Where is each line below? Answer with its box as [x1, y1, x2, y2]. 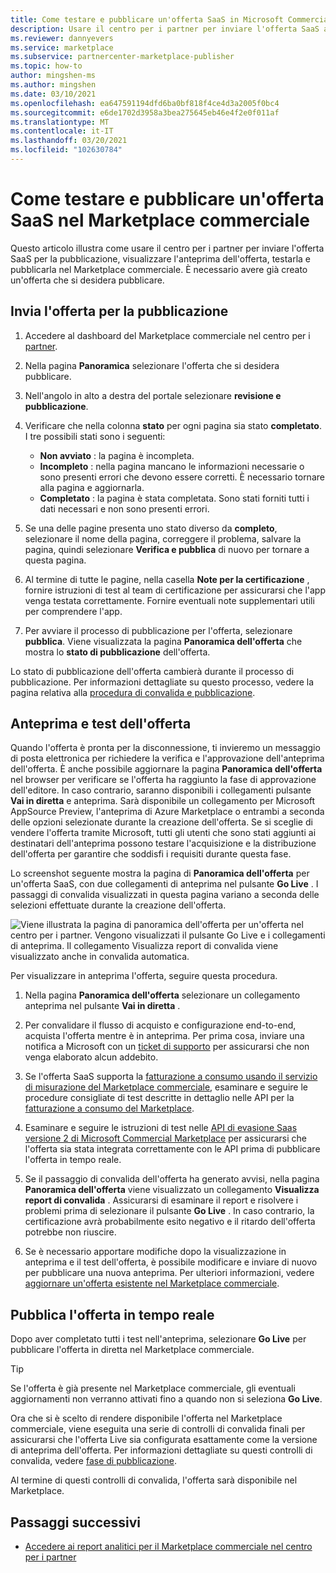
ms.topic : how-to [10, 61, 83, 71]
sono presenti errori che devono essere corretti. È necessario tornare [39, 471, 325, 483]
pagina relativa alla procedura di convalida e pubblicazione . [10, 686, 256, 698]
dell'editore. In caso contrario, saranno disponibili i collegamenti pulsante [10, 784, 312, 796]
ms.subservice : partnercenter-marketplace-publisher [10, 52, 235, 62]
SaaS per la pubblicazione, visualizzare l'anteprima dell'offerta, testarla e [10, 252, 312, 265]
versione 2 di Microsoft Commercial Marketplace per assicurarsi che [24, 1132, 307, 1145]
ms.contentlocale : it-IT [10, 126, 114, 136]
